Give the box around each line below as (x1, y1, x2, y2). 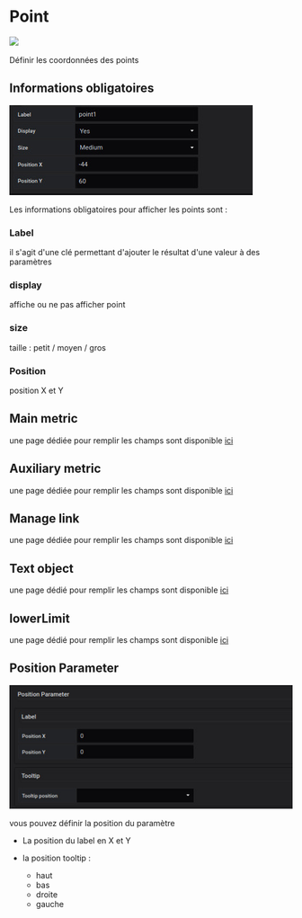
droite (35, 889, 58, 900)
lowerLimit (9, 611, 70, 626)
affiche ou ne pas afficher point (9, 299, 126, 310)
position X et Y (9, 385, 64, 396)
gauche (35, 899, 65, 910)
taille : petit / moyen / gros (9, 342, 106, 352)
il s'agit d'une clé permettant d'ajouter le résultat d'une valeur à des (9, 247, 261, 258)
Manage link (9, 511, 80, 526)
